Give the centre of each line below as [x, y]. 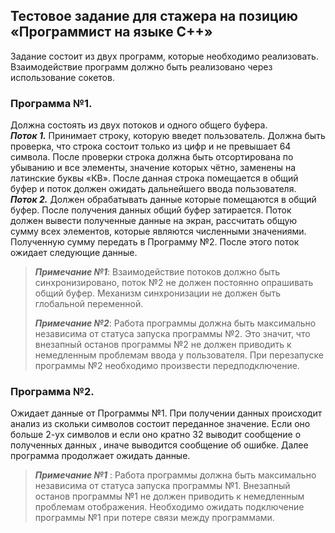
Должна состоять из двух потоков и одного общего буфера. [139, 125]
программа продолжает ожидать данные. [100, 456]
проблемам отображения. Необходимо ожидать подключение [169, 507]
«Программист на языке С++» [111, 32]
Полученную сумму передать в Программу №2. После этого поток [155, 242]
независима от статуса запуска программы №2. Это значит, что [172, 334]
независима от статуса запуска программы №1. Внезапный [162, 486]
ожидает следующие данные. [74, 253]
